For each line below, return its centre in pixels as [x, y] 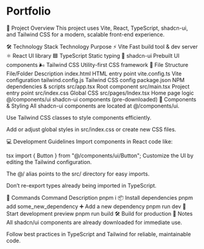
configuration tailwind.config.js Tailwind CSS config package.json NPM [95, 80]
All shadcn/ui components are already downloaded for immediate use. [94, 222]
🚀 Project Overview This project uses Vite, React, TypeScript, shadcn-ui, [97, 28]
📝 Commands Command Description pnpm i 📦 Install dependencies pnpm [100, 197]
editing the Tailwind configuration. [49, 162]
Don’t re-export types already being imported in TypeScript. [82, 185]
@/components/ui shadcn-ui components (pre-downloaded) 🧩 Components [101, 99]
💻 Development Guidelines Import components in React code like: [90, 142]
